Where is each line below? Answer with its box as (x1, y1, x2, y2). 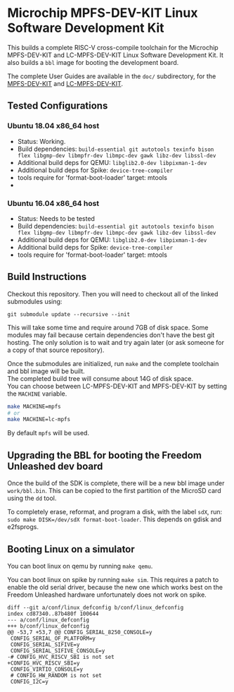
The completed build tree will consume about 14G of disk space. (7, 374, 193, 382)
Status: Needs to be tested (17, 214, 95, 223)
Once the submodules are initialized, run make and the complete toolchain (7, 359, 219, 368)
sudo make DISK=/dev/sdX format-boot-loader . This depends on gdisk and (7, 515, 222, 523)
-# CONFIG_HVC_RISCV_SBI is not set (7, 653, 115, 660)
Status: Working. (17, 137, 66, 145)
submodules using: (7, 297, 63, 305)
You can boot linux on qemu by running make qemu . (7, 562, 153, 570)
